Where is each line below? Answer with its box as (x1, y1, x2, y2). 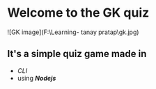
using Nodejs (17, 74, 56, 82)
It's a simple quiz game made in (7, 48, 147, 60)
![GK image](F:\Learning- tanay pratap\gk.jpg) (7, 28, 139, 36)
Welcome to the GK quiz (7, 5, 150, 21)
